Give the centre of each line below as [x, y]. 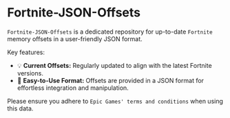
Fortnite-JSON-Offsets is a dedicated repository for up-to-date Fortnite [110, 32]
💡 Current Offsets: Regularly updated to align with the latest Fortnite [114, 65]
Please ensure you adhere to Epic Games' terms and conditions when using [115, 101]
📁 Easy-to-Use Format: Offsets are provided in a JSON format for [111, 80]
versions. [30, 73]
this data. [20, 108]
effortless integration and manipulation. [73, 88]
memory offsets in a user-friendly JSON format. [75, 38]
